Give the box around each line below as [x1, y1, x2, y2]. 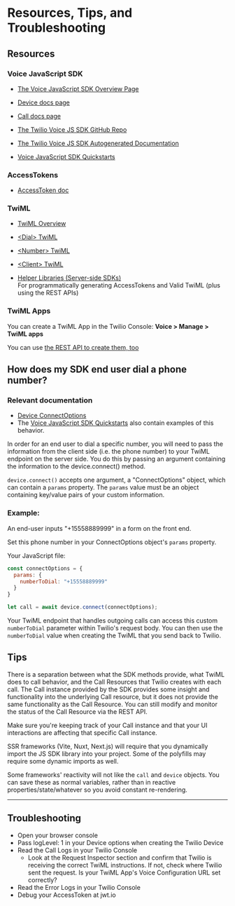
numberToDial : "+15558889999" [20, 578, 108, 585]
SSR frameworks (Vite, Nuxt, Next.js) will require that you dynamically [7, 742, 208, 750]
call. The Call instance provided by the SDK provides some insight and [7, 685, 210, 694]
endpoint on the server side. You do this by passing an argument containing [7, 454, 226, 464]
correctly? [27, 875, 57, 884]
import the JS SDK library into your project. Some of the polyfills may [7, 749, 206, 758]
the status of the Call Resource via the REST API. [7, 707, 148, 716]
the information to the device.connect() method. [7, 462, 145, 471]
